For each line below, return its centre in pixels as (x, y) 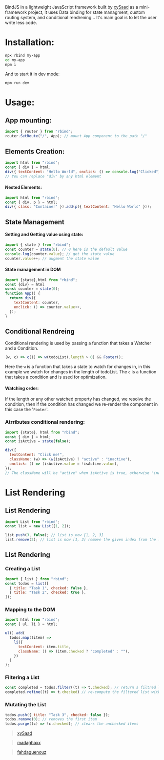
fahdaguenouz (32, 752)
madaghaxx (29, 743)
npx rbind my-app (23, 55)
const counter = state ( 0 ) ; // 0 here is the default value (66, 249)
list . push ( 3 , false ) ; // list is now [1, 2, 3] (54, 535)
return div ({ (23, 298)
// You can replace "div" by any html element (53, 176)
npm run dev (17, 83)
